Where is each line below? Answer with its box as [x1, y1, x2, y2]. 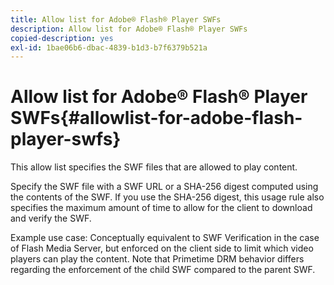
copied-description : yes [10, 33, 114, 43]
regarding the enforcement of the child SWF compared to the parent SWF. [10, 264, 316, 276]
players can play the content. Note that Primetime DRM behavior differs [10, 253, 305, 265]
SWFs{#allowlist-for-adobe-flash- [10, 107, 303, 130]
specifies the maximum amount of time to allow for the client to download [10, 202, 313, 214]
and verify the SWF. [10, 212, 92, 225]
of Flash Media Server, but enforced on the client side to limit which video [10, 242, 314, 255]
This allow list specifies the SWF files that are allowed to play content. [10, 161, 298, 173]
